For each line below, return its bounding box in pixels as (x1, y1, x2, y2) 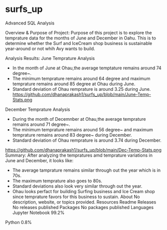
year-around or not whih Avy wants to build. (5, 45, 96, 51)
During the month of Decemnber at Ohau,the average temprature (12, 116, 146, 122)
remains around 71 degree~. (12, 121, 70, 127)
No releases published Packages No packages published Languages (12, 204, 154, 210)
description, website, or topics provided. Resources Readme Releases (12, 199, 157, 205)
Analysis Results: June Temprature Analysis (5, 55, 95, 61)
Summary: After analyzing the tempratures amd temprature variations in (5, 152, 153, 158)
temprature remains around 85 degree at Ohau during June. (12, 81, 136, 87)
